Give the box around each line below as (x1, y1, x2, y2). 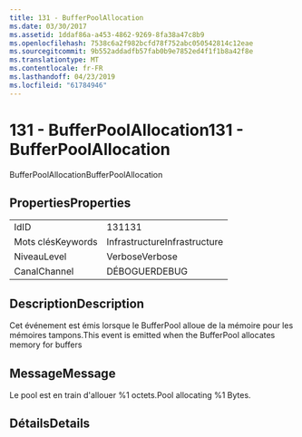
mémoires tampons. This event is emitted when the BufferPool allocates (9, 330, 276, 341)
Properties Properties (9, 195, 132, 210)
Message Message (9, 365, 116, 381)
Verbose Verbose (106, 250, 179, 263)
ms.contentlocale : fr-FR (9, 64, 103, 73)
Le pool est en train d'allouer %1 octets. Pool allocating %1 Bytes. (9, 390, 251, 400)
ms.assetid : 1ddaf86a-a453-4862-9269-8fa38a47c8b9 (9, 30, 205, 39)
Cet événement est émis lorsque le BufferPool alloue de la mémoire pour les (9, 320, 294, 331)
